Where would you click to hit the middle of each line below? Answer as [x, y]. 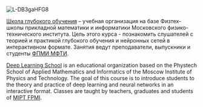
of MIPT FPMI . [24, 98]
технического [24, 34]
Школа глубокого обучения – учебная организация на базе [83, 21]
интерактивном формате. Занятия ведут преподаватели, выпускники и [98, 47]
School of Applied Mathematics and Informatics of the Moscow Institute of [99, 72]
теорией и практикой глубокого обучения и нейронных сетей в [88, 40]
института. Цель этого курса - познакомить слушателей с [118, 34]
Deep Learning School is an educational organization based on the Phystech [102, 65]
